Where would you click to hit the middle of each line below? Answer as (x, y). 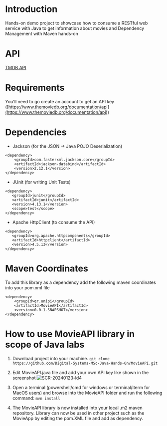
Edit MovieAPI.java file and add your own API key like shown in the (81, 372)
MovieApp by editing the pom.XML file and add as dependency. (78, 418)
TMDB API (16, 67)
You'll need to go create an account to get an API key (60, 101)
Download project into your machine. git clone (61, 358)
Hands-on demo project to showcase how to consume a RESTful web (77, 23)
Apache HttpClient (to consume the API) (54, 222)
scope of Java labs (45, 344)
